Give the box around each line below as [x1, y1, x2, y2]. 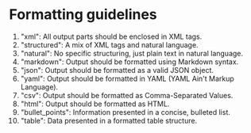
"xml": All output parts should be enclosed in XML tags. [20, 32, 203, 41]
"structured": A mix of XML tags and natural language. [20, 40, 199, 49]
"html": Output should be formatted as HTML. [20, 99, 170, 108]
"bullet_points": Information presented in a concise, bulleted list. [20, 107, 231, 116]
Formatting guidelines [9, 6, 157, 24]
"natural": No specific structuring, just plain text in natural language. [20, 48, 244, 58]
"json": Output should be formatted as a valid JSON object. [20, 65, 214, 74]
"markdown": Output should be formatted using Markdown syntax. [20, 57, 239, 66]
